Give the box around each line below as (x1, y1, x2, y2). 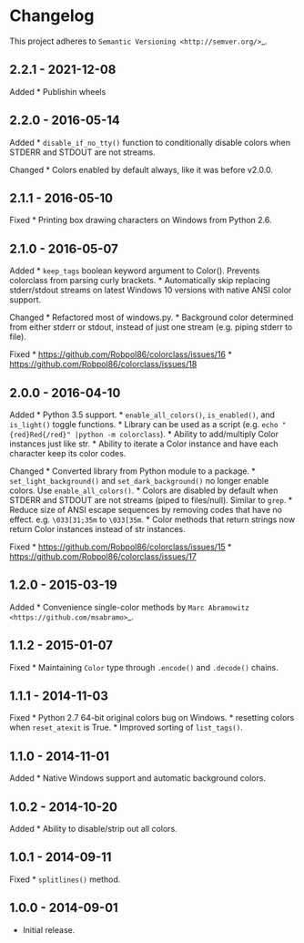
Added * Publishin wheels (9, 86, 106, 97)
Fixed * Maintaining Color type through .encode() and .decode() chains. (9, 661, 279, 672)
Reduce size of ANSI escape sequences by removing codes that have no (9, 505, 282, 515)
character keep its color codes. (9, 448, 127, 458)
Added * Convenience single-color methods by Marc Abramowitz (9, 601, 250, 612)
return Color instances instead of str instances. (9, 524, 186, 534)
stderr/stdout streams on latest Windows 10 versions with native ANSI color (9, 284, 292, 296)
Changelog (9, 5, 95, 26)
